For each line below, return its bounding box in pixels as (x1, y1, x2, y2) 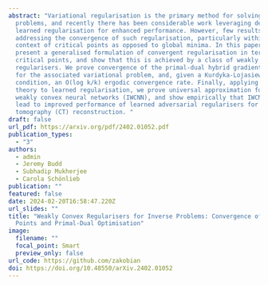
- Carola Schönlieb (15, 175, 81, 184)
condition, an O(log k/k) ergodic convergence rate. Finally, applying (15, 78, 259, 86)
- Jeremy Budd (15, 160, 62, 168)
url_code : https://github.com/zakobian (8, 256, 141, 264)
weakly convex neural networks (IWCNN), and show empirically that (15, 93, 245, 101)
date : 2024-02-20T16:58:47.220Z (8, 197, 116, 205)
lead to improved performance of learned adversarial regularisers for (15, 101, 259, 109)
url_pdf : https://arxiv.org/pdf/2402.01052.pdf (8, 123, 170, 131)
